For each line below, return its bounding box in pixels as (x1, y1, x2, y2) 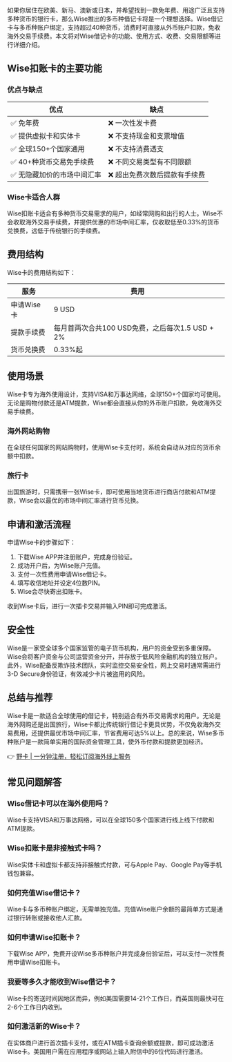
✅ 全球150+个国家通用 (10, 144, 85, 153)
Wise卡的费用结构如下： (7, 268, 76, 276)
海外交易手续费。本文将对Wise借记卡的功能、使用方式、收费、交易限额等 (7, 32, 215, 40)
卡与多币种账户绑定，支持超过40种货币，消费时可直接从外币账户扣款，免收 (7, 23, 221, 31)
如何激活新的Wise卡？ (7, 1021, 81, 1031)
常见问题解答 (7, 776, 62, 789)
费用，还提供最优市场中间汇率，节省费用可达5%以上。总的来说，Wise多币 (12, 728, 224, 737)
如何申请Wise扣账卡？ (7, 932, 81, 942)
